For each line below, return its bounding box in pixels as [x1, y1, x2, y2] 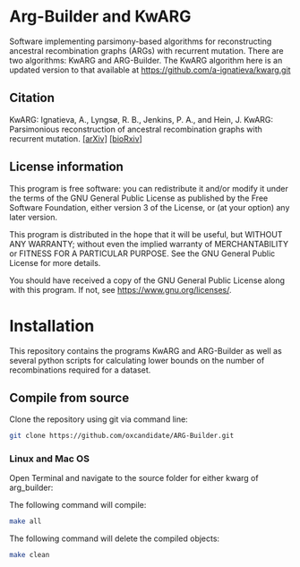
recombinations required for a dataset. [9, 365, 151, 375]
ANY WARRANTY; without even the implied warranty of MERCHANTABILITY [9, 238, 289, 249]
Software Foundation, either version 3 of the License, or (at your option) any [9, 202, 290, 212]
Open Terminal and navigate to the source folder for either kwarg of [9, 473, 259, 484]
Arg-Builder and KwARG [9, 6, 192, 27]
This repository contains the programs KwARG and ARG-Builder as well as [9, 345, 282, 356]
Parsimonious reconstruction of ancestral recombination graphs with [9, 124, 262, 134]
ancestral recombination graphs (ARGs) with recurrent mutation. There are [9, 45, 284, 56]
